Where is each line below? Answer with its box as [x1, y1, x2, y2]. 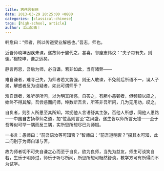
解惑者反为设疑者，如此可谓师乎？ [13, 83, 82, 88]
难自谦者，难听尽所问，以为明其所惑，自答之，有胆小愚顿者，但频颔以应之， [5, 93, 159, 99]
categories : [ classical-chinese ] [5, 16, 73, 21]
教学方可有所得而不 [120, 155, 159, 161]
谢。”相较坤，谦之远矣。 [5, 56, 52, 62]
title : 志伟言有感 [5, 7, 39, 12]
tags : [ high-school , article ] [5, 21, 67, 26]
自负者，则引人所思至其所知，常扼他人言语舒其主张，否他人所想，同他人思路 [5, 109, 159, 115]
